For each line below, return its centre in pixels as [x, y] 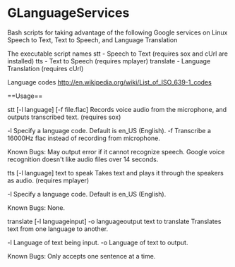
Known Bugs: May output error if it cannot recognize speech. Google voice [116, 151]
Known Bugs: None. [36, 207]
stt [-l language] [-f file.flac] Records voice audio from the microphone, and [117, 109]
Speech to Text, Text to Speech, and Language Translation [92, 39]
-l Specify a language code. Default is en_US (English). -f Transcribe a [109, 130]
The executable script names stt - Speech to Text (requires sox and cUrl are [117, 54]
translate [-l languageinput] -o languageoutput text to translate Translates [114, 221]
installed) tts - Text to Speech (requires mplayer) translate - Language [109, 61]
